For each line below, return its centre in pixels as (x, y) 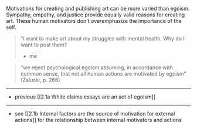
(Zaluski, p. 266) (40, 80)
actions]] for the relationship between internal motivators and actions (98, 120)
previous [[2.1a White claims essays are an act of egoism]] (85, 97)
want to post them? (44, 45)
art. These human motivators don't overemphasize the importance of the (94, 21)
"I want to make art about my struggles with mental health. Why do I (102, 38)
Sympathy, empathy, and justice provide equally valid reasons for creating (96, 15)
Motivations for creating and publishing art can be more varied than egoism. (98, 9)
